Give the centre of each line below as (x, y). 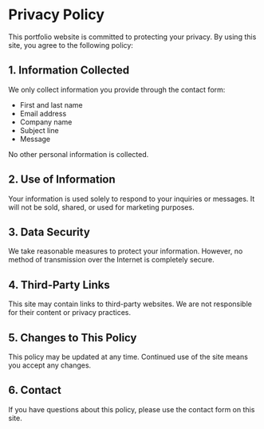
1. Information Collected (69, 71)
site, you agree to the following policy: (71, 45)
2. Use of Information (62, 180)
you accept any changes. (50, 365)
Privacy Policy (57, 15)
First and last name (51, 104)
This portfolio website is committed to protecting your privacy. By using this (132, 37)
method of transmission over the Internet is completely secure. (112, 260)
